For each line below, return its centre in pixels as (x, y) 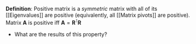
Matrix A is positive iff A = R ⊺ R (44, 22)
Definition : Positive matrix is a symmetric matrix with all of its (81, 9)
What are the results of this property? (61, 34)
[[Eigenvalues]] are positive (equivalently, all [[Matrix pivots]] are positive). (98, 15)
